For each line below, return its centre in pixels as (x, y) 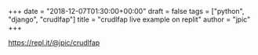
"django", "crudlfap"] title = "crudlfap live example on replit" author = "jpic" (129, 19)
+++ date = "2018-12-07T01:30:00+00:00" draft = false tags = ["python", (126, 11)
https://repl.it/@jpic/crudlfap (54, 43)
